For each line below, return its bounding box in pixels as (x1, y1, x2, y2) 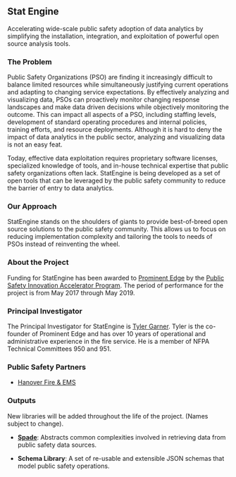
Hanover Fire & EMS (17, 378, 76, 387)
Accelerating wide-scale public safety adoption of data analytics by (7, 24, 204, 32)
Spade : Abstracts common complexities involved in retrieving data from (17, 433, 226, 441)
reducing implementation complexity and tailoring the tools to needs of (7, 233, 213, 241)
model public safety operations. (17, 461, 110, 470)
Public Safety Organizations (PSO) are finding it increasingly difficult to (7, 73, 213, 82)
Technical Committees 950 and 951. (7, 345, 111, 353)
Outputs (7, 396, 37, 406)
